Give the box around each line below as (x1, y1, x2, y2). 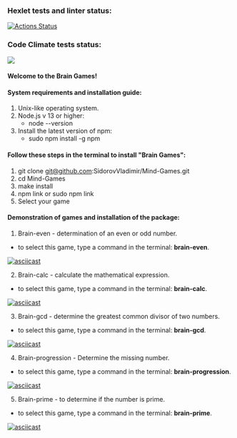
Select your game (17, 197, 70, 205)
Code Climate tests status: (7, 40, 102, 50)
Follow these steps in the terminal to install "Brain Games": (7, 151, 186, 159)
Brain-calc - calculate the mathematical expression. (17, 270, 170, 279)
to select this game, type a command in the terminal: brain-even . (17, 243, 210, 251)
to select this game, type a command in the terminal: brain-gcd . (17, 325, 206, 334)
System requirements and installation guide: (7, 88, 142, 96)
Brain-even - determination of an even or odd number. (17, 229, 178, 238)
